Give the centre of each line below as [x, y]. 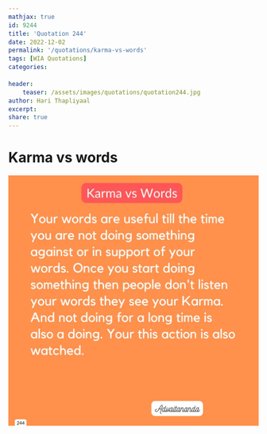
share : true [28, 118]
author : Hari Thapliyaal [49, 101]
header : [21, 83]
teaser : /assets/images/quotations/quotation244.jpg [112, 92]
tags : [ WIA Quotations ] [48, 59]
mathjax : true [32, 17]
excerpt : [23, 109]
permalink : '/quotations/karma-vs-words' [78, 50]
